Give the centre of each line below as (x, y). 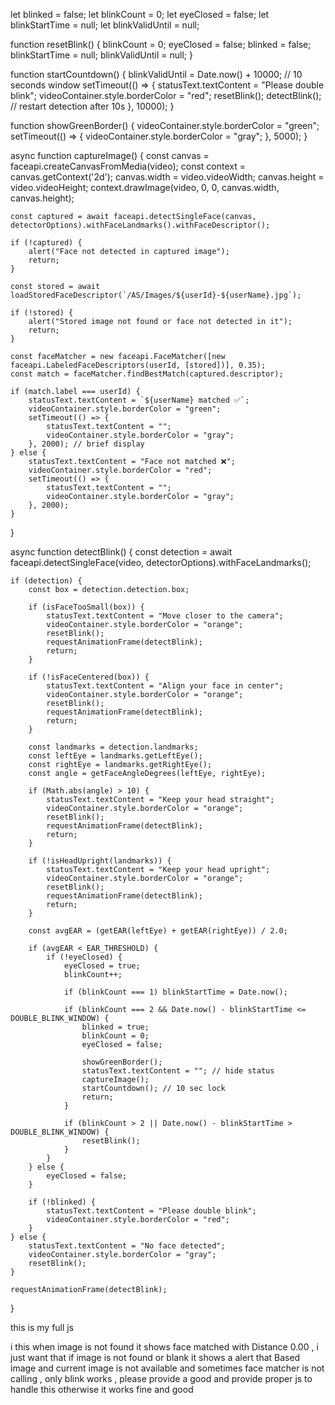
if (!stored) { (42, 313)
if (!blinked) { (62, 1202)
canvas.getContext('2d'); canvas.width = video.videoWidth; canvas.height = (167, 177)
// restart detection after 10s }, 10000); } (92, 106)
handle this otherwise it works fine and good (102, 1389)
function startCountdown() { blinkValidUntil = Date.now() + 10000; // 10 (156, 74)
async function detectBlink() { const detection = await (121, 552)
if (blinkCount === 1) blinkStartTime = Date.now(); (175, 992)
